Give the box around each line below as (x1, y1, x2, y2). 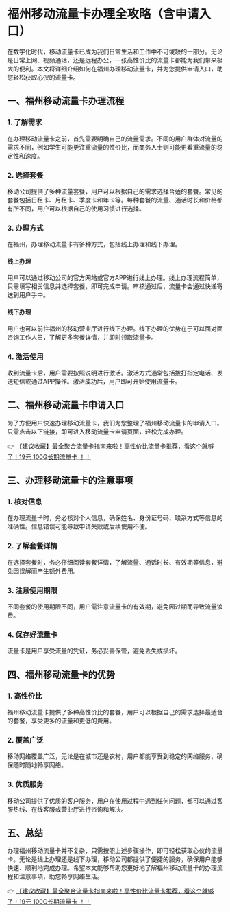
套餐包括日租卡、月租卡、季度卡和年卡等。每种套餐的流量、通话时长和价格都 (7, 196, 223, 204)
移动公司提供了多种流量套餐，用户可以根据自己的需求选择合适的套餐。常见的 (7, 187, 223, 196)
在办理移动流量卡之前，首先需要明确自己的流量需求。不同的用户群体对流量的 (7, 135, 223, 143)
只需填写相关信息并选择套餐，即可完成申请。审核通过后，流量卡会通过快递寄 (7, 282, 223, 290)
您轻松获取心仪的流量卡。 (7, 73, 79, 81)
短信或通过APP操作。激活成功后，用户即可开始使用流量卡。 (12, 377, 181, 385)
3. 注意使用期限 (7, 585, 58, 595)
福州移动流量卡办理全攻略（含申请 (7, 6, 200, 22)
